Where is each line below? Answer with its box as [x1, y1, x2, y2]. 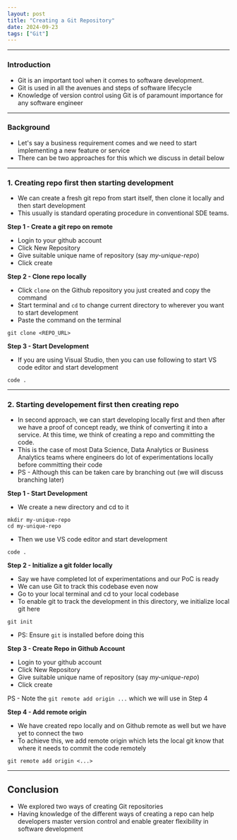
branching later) [17, 475, 65, 484]
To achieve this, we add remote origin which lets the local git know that [17, 736, 224, 745]
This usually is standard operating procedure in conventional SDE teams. [17, 209, 229, 217]
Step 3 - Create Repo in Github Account [7, 645, 126, 653]
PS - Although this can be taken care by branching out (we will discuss [17, 468, 224, 477]
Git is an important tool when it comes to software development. [17, 75, 205, 85]
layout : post [7, 10, 46, 18]
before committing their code [17, 461, 103, 469]
